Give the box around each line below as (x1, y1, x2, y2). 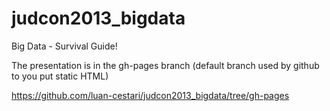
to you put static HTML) (11, 70, 109, 82)
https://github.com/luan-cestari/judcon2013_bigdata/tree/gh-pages (11, 89, 290, 101)
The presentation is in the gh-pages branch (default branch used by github (11, 59, 320, 71)
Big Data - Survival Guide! (11, 40, 118, 52)
